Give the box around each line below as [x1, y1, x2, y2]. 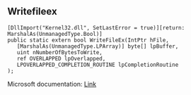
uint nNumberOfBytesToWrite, [16, 49, 103, 56]
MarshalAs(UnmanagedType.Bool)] [7, 30, 103, 37]
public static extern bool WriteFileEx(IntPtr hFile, [7, 37, 170, 44]
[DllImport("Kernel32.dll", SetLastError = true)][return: [7, 24, 185, 31]
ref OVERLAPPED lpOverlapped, [16, 55, 106, 62]
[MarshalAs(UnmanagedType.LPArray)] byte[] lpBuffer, [16, 42, 179, 50]
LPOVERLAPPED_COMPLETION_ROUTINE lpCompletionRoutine [16, 61, 179, 68]
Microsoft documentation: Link [7, 80, 97, 88]
